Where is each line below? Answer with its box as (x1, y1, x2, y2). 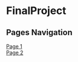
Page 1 (6, 43, 22, 50)
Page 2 (6, 49, 24, 56)
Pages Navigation (6, 27, 73, 37)
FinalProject (6, 4, 67, 18)
